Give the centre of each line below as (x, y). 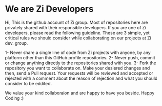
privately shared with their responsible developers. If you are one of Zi (76, 27)
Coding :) (14, 98)
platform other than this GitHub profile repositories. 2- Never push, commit (80, 57)
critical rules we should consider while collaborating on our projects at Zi (78, 38)
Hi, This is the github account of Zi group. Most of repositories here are (77, 22)
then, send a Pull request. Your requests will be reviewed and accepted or (79, 73)
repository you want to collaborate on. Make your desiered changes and (78, 68)
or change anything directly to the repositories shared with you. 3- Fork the (81, 63)
